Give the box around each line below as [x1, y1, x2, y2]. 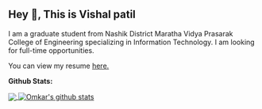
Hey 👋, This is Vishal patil [8, 8, 137, 21]
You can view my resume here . [8, 61, 110, 70]
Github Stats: [8, 76, 53, 85]
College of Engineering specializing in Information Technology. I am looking [8, 37, 256, 47]
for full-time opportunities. [8, 45, 94, 55]
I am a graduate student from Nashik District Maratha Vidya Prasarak [8, 28, 233, 38]
